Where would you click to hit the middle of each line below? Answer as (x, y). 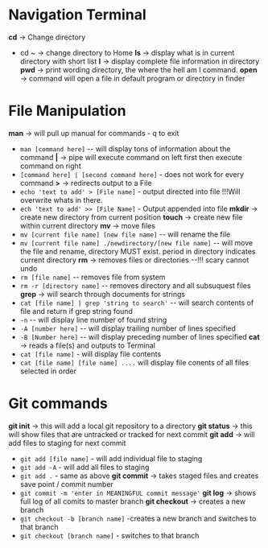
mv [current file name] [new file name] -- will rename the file (125, 234)
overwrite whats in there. (61, 200)
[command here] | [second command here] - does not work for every (132, 174)
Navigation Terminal (77, 15)
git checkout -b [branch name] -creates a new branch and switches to (138, 518)
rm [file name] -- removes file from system (93, 277)
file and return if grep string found (76, 311)
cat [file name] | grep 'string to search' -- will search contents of (137, 303)
